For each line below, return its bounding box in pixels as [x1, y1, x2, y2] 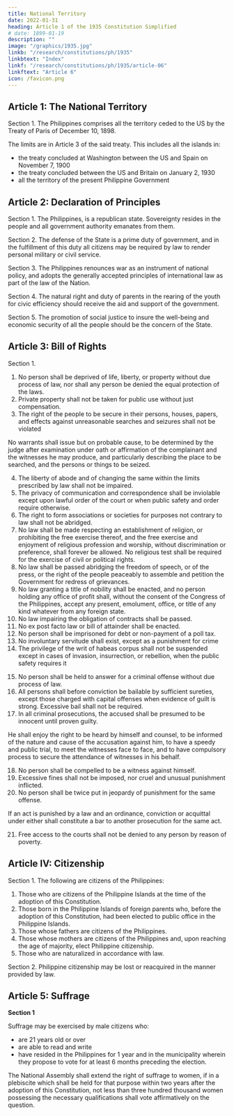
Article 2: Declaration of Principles [8, 196, 161, 208]
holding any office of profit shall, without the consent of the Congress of [17, 592, 226, 600]
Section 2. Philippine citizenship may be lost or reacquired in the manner [8, 963, 216, 971]
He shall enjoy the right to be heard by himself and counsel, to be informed [8, 730, 223, 739]
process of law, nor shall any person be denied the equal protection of [17, 380, 220, 388]
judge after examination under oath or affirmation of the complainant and [8, 445, 217, 454]
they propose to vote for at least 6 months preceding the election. [17, 1057, 208, 1067]
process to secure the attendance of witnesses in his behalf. [8, 752, 181, 760]
